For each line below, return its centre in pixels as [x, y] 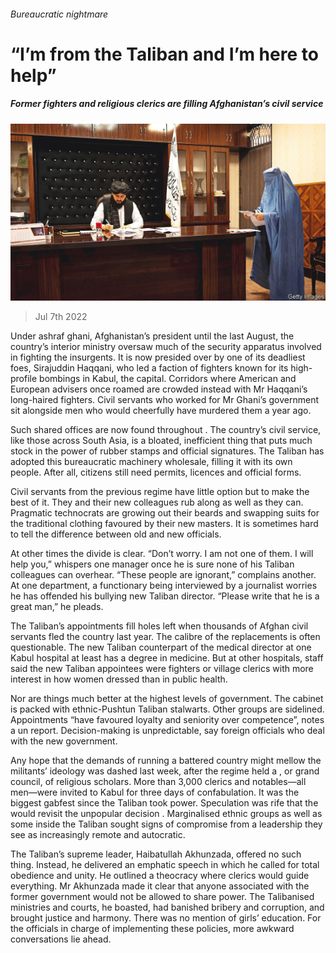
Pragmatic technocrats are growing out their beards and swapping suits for [165, 513]
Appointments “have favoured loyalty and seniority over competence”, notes [167, 720]
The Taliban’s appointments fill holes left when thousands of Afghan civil [159, 626]
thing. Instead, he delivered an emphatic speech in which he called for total [165, 865]
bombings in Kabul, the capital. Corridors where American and [168, 379]
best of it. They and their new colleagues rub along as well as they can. [157, 502]
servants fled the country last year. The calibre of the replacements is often [165, 637]
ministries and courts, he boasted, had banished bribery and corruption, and [167, 907]
